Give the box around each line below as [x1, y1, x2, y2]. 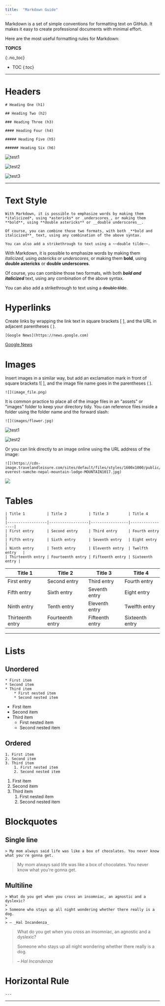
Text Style [5, 195, 48, 206]
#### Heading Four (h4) [5, 128, 54, 133]
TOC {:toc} [12, 64, 34, 70]
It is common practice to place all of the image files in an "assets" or [5, 398, 143, 404]
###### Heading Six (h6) [5, 145, 56, 150]
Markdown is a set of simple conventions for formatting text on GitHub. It [5, 21, 153, 27]
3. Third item [5, 761, 34, 766]
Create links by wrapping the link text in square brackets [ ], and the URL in [5, 318, 157, 324]
